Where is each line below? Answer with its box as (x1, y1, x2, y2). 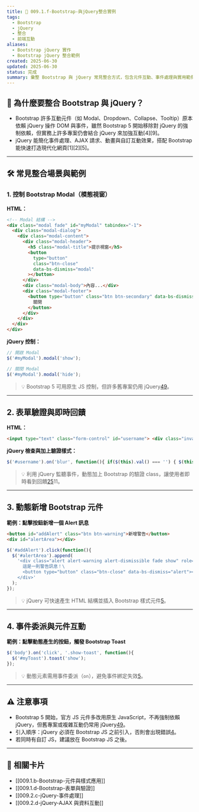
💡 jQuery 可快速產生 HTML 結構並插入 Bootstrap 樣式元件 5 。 (21, 597, 169, 604)
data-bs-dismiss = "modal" (32, 266, 94, 272)
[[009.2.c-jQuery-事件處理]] (15, 792, 84, 799)
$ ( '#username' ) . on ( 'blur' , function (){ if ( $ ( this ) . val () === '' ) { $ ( (6, 459, 184, 465)
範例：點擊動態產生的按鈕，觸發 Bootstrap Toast (6, 638, 126, 645)
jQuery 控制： (6, 338, 41, 345)
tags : (6, 14, 20, 20)
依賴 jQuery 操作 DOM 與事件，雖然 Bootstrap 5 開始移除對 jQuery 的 (15, 122, 183, 129)
